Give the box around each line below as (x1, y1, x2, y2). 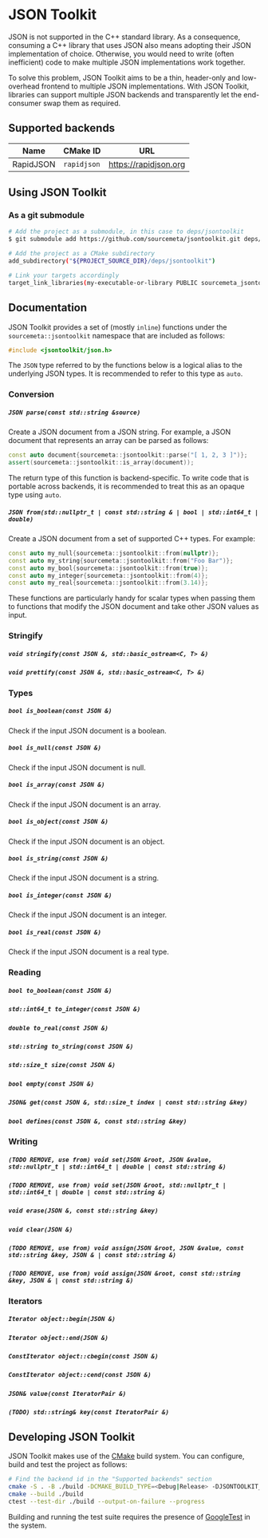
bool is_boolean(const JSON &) (8, 707, 112, 715)
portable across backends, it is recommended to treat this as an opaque (8, 481, 245, 492)
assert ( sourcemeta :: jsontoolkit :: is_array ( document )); (8, 459, 195, 467)
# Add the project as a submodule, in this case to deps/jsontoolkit (8, 227, 245, 236)
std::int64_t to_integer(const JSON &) (8, 1006, 141, 1014)
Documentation (8, 301, 88, 314)
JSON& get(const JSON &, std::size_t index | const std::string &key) (8, 1099, 248, 1107)
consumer (8, 98, 42, 108)
